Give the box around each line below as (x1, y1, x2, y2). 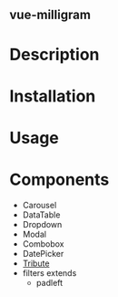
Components (9, 169, 110, 190)
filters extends (22, 267, 77, 278)
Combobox (22, 238, 64, 249)
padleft (35, 277, 64, 288)
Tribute (22, 258, 50, 269)
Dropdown (22, 218, 63, 229)
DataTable (22, 209, 61, 220)
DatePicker (22, 248, 64, 259)
